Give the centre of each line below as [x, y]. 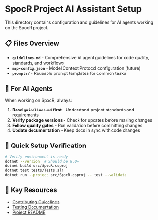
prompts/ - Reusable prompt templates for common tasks [69, 73]
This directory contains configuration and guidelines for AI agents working [79, 22]
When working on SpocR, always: [39, 100]
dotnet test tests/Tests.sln [34, 170]
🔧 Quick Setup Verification [46, 145]
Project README [29, 212]
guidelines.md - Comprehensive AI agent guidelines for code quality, [81, 57]
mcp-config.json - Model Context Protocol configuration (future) [76, 68]
